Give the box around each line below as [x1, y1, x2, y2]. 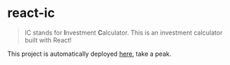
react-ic [7, 5, 55, 21]
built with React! [24, 35, 72, 44]
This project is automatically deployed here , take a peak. [7, 49, 171, 58]
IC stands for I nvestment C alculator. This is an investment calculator [24, 28, 223, 37]
